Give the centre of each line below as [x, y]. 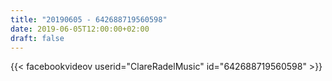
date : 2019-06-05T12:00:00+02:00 [80, 29]
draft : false [37, 38]
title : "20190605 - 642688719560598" [89, 19]
